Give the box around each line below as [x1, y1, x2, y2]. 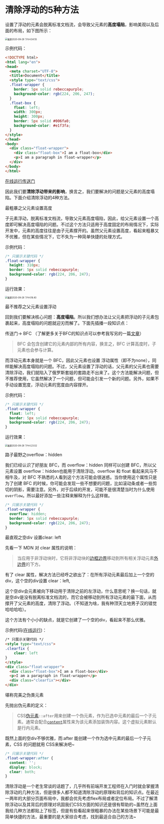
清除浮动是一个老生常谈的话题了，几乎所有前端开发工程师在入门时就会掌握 [5, 783, 155, 789]
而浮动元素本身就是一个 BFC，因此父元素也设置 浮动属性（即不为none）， [5, 357, 152, 363]
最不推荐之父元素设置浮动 [5, 303, 57, 309]
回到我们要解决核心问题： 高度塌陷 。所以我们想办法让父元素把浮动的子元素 [5, 314, 155, 320]
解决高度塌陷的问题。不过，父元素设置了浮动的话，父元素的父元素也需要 [13, 363, 159, 369]
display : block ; [9, 765, 42, 770]
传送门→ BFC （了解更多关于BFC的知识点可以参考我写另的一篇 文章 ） [5, 330, 144, 336]
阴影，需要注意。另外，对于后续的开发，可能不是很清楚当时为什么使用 [13, 486, 155, 492]
